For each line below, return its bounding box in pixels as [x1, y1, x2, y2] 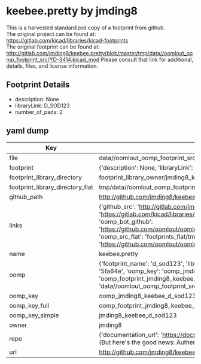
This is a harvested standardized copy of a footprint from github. [6, 24, 166, 31]
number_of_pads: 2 [14, 108, 63, 115]
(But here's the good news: [98, 338, 175, 346]
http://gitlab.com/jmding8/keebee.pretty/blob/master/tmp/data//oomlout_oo [6, 49, 193, 56]
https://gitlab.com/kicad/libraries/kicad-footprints [6, 37, 129, 44]
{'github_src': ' [98, 202, 139, 210]
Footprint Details [6, 80, 70, 90]
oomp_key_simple [9, 311, 59, 319]
